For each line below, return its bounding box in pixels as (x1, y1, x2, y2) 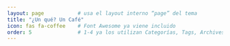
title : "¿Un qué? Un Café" (7, 16, 84, 23)
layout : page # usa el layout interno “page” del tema (7, 9, 197, 17)
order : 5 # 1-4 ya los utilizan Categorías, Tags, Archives (7, 28, 225, 36)
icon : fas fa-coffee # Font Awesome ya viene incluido (7, 22, 176, 29)
